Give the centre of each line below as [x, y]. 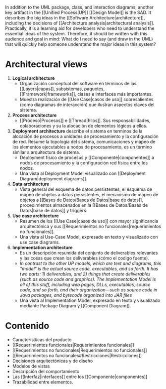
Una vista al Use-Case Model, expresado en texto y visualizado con [89, 237]
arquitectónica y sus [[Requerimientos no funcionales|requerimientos [90, 226]
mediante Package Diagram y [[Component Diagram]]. [75, 305]
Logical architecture [33, 78]
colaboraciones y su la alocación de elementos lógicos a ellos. [83, 126]
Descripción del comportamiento [46, 371]
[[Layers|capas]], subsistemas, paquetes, [62, 89]
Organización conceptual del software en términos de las [78, 83]
